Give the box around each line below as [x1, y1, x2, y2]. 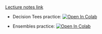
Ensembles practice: [12, 23, 55, 29]
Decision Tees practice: [12, 14, 62, 19]
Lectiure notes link [5, 4, 44, 10]
